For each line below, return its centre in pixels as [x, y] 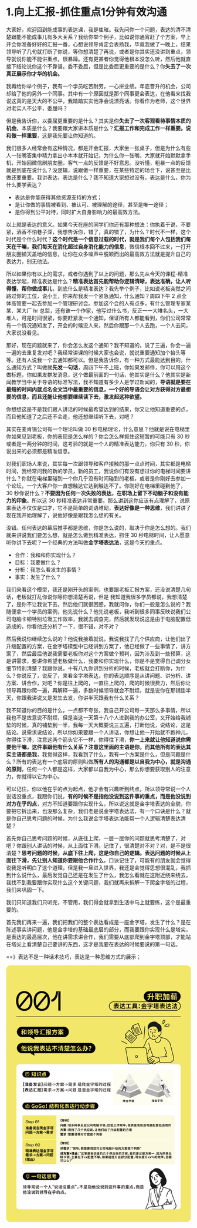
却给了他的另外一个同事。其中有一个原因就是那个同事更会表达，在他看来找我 [98, 93]
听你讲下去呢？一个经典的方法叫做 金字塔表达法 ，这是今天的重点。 [86, 542]
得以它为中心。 [44, 776]
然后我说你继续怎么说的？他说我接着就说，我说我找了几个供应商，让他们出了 [98, 639]
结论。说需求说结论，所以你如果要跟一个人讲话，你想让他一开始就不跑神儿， [98, 732]
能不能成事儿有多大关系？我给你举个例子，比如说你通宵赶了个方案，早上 [103, 36]
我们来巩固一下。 [27, 890]
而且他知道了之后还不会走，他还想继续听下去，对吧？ [70, 416]
